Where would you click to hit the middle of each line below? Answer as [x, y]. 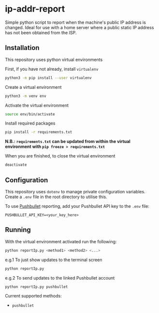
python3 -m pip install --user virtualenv [48, 78]
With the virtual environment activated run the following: [61, 241]
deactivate [16, 165]
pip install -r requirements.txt [39, 132]
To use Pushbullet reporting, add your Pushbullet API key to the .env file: [77, 206]
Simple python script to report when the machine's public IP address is [75, 22]
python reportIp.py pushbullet [36, 287]
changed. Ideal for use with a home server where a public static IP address [79, 27]
